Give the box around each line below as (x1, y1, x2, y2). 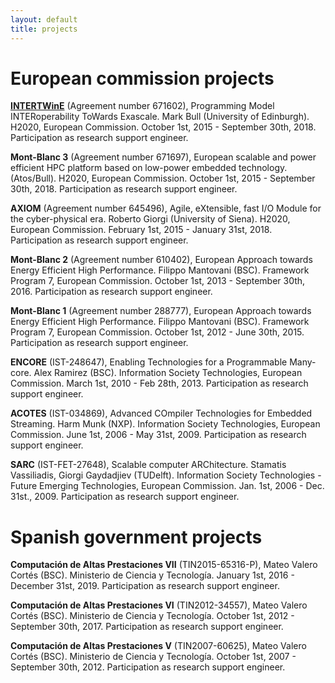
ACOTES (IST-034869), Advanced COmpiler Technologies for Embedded (10, 407, 313, 420)
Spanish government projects (10, 526, 263, 548)
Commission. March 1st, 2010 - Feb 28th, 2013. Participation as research (10, 377, 309, 390)
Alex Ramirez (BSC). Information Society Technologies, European (33, 367, 303, 379)
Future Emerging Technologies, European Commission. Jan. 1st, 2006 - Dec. (10, 480, 325, 492)
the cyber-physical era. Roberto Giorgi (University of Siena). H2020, (10, 213, 291, 225)
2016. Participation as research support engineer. (10, 286, 213, 298)
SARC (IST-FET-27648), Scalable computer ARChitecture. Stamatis (10, 459, 287, 471)
